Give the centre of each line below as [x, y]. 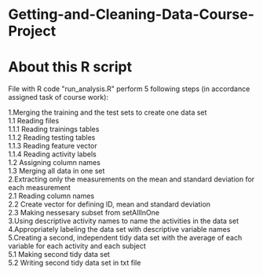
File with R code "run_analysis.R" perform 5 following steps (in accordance [129, 89]
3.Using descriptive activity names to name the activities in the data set [124, 221]
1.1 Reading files [34, 121]
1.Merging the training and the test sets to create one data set [108, 112]
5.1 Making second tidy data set [59, 255]
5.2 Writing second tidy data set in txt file [75, 263]
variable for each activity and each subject [77, 246]
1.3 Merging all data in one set [57, 171]
